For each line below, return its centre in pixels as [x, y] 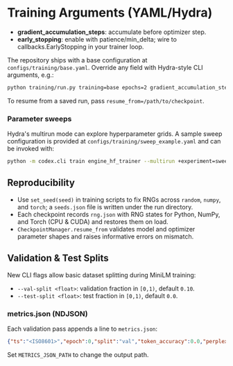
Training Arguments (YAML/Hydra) [110, 13]
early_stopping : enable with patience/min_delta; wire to [97, 39]
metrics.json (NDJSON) [48, 313]
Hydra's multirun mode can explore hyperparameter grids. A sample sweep [115, 134]
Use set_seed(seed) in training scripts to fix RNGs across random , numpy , [119, 200]
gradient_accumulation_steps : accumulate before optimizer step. [112, 32]
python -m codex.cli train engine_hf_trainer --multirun [91, 162]
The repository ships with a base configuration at [77, 60]
